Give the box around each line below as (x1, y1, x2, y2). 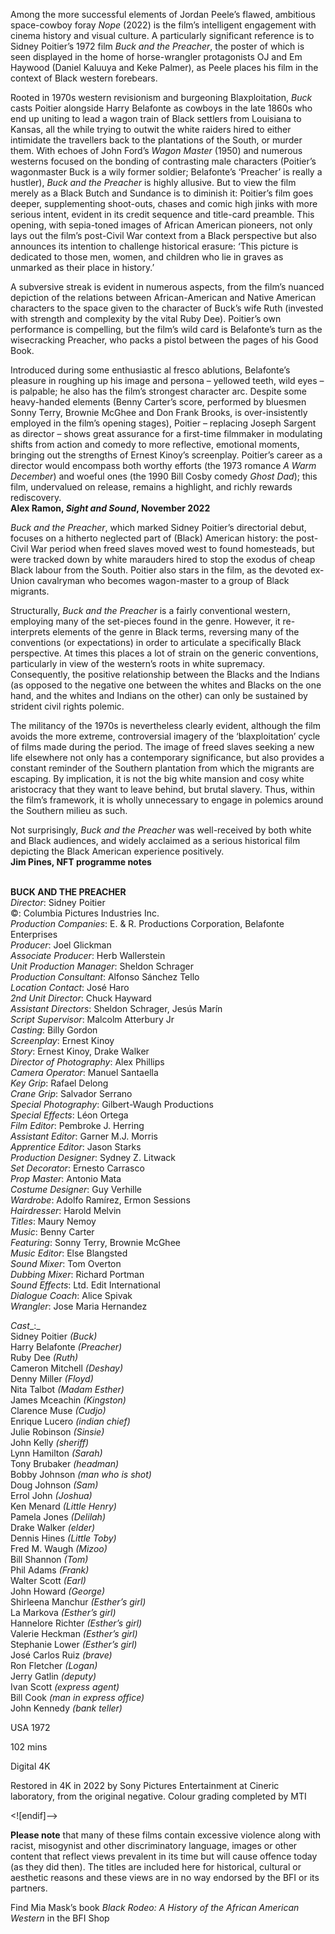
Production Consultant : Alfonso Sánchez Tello (10, 971, 200, 983)
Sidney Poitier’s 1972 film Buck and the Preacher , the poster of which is (10, 40, 305, 52)
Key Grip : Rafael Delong (10, 1077, 109, 1089)
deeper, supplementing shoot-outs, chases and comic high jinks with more (10, 198, 318, 209)
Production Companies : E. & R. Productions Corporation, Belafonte (10, 918, 285, 929)
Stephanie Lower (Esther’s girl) (10, 1639, 138, 1650)
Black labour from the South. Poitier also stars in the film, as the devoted (10, 564, 308, 576)
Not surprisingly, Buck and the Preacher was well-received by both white (10, 824, 312, 836)
